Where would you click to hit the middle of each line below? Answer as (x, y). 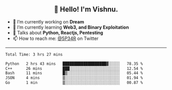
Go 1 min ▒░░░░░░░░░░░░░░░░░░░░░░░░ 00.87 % (74, 83)
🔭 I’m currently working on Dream (48, 21)
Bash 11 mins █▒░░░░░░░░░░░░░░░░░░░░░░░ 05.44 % (74, 73)
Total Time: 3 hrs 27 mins (34, 54)
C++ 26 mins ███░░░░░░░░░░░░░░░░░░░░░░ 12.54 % (74, 69)
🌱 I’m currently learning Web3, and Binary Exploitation (71, 27)
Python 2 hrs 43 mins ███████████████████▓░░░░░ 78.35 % (74, 64)
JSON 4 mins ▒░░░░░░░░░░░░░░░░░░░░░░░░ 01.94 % (74, 78)
